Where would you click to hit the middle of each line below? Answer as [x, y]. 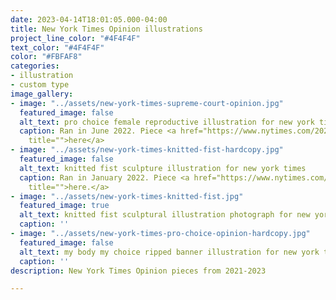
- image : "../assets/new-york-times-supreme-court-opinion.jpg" [147, 103]
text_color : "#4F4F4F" [57, 47]
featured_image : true [64, 206]
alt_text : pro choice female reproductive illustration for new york [167, 122]
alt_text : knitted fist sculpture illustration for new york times [163, 168]
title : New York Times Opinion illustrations [106, 29]
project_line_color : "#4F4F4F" [75, 38]
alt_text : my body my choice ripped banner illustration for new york [169, 252]
